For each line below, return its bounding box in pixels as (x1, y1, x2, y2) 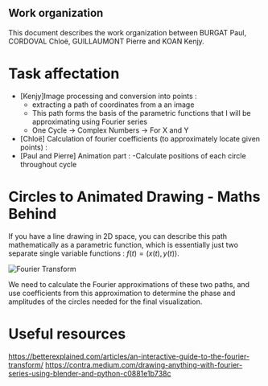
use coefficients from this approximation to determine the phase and (8, 288, 236, 298)
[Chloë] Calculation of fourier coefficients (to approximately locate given (19, 133, 260, 143)
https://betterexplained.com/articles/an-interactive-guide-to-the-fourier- (8, 351, 250, 361)
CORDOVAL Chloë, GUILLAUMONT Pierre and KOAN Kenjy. (8, 36, 205, 46)
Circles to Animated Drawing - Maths (8, 187, 261, 206)
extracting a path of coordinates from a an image (31, 100, 195, 109)
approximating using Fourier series (31, 117, 147, 126)
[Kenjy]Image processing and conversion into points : (19, 91, 197, 101)
